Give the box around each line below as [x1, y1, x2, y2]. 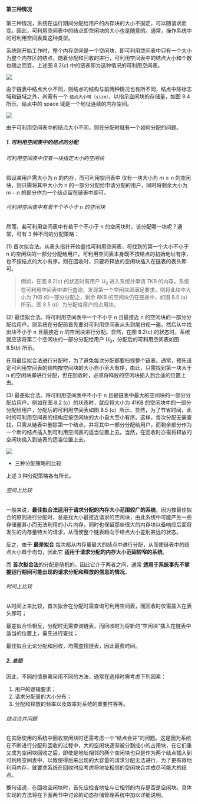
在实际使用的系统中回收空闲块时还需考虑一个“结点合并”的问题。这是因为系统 [6, 734, 192, 742]
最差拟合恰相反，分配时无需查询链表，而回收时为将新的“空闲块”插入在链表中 [6, 622, 192, 629]
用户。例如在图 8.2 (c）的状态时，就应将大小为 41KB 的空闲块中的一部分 [16, 399, 192, 406]
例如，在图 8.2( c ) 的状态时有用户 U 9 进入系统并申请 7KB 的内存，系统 [20, 277, 190, 286]
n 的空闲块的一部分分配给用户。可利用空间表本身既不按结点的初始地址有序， [6, 250, 192, 257]
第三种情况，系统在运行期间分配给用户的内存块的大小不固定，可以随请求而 [6, 20, 187, 27]
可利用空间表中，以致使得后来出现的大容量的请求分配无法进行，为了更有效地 [6, 757, 192, 764]
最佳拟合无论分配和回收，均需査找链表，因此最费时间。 [6, 642, 140, 649]
